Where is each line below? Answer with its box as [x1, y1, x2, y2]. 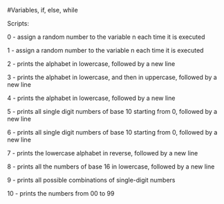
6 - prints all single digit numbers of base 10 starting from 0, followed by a [7, 128, 218, 136]
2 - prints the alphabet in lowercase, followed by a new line [7, 60, 176, 68]
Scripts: [7, 19, 30, 27]
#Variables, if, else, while [7, 6, 78, 14]
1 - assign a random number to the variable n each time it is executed [7, 46, 204, 54]
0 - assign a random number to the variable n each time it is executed [7, 33, 205, 41]
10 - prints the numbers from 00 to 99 [7, 189, 115, 197]
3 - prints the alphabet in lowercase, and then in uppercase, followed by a [7, 73, 218, 81]
